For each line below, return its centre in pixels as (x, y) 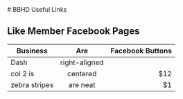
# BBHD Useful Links (37, 9)
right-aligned (82, 62)
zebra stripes (32, 84)
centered (82, 73)
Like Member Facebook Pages (73, 31)
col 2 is (23, 73)
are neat (82, 84)
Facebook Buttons (141, 51)
